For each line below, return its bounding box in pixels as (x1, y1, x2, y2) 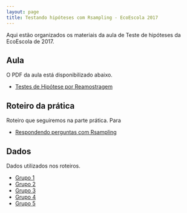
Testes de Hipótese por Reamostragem (15, 83, 113, 90)
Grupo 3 (15, 186, 36, 194)
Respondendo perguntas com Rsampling (15, 129, 117, 136)
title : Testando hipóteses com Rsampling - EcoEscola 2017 (6, 15, 159, 21)
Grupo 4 (15, 193, 36, 200)
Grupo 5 (15, 200, 36, 207)
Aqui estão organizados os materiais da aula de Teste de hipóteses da (6, 31, 182, 38)
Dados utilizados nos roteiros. (6, 162, 80, 169)
